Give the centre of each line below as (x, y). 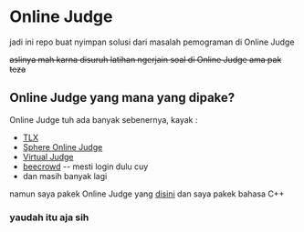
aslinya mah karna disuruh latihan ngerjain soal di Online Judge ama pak (146, 59)
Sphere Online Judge (63, 146)
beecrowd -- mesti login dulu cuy (85, 166)
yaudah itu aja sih (49, 217)
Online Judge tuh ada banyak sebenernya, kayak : (104, 119)
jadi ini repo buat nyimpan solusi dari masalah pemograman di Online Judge (152, 42)
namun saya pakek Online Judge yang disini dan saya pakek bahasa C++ (147, 194)
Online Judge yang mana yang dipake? (122, 98)
